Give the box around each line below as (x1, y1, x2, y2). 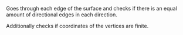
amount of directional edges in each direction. (6, 11, 117, 18)
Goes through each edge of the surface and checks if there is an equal (6, 5, 177, 12)
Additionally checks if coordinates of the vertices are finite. (6, 23, 149, 29)
